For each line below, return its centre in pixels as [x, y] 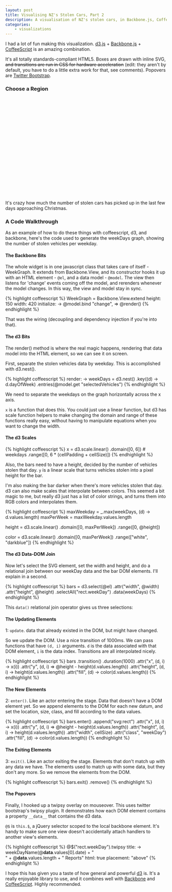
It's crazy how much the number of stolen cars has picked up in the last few [85, 203]
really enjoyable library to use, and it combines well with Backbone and [80, 879]
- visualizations [33, 29]
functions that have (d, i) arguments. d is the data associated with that [81, 646]
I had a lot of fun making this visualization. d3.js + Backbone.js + [73, 44]
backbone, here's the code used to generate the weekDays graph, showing [85, 238]
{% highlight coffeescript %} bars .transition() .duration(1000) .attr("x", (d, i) [85, 661]
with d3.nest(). [21, 369]
